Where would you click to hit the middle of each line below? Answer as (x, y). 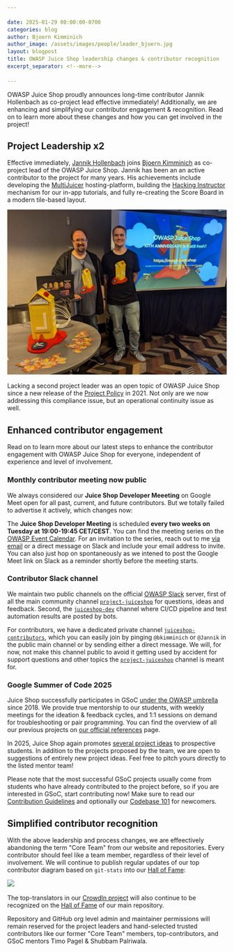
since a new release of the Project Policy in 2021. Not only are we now (108, 393)
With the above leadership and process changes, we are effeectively (106, 840)
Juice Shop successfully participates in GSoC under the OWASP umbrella (112, 700)
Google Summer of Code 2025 (60, 684)
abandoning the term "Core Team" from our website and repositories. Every (116, 847)
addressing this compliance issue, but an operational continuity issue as (111, 401)
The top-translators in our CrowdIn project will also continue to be (102, 898)
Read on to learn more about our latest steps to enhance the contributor (110, 447)
